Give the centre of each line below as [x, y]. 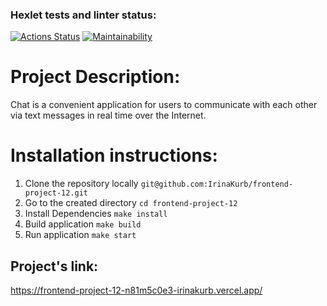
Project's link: [54, 266]
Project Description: [95, 77]
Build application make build [83, 224]
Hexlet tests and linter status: [83, 15]
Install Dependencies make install [96, 214]
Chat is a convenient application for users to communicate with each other [164, 105]
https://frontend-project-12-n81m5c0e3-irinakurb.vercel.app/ [136, 290]
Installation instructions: [114, 155]
